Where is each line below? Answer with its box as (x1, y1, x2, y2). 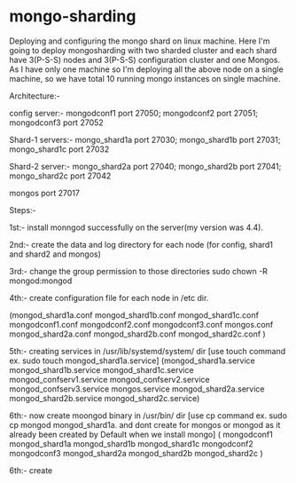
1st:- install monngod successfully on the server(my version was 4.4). (9, 222, 264, 233)
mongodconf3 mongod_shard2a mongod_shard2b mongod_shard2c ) (9, 447, 263, 458)
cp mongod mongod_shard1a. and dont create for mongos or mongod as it (9, 419, 281, 430)
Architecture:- (9, 91, 60, 101)
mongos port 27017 (9, 187, 80, 198)
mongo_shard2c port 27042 (9, 170, 112, 181)
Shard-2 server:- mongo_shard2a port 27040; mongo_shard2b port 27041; (9, 161, 282, 171)
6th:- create (9, 464, 53, 476)
